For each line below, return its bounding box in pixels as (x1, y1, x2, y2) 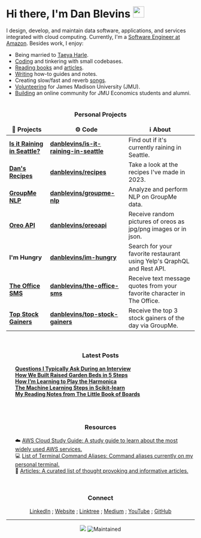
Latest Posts (81, 351, 120, 360)
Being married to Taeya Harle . (14, 51, 89, 58)
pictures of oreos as (128, 217, 185, 226)
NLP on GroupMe (128, 192, 178, 200)
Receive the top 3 (128, 306, 178, 314)
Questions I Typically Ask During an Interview (14, 365, 131, 372)
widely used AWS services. (14, 446, 83, 453)
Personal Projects (74, 111, 127, 119)
